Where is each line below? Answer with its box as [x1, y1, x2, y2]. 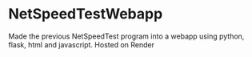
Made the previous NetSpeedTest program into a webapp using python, [8, 31, 245, 41]
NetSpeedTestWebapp [8, 5, 163, 23]
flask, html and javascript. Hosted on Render [8, 39, 154, 49]
